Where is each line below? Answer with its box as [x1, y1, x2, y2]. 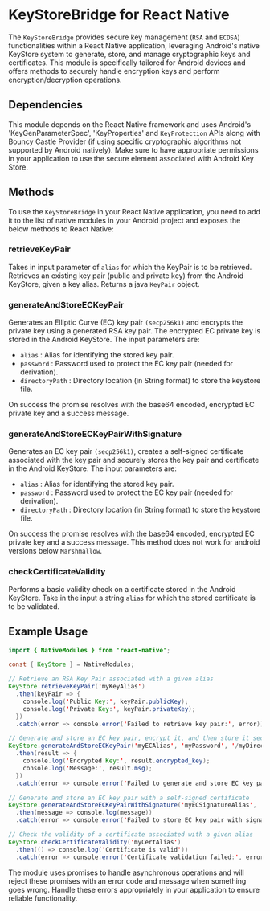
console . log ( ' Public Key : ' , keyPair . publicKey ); [22, 697, 189, 705]
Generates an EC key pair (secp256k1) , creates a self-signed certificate [8, 447, 243, 456]
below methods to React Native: [8, 223, 114, 234]
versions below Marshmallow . [8, 546, 103, 556]
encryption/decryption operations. [8, 75, 122, 84]
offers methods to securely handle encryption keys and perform [8, 66, 220, 76]
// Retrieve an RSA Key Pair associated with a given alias [8, 675, 215, 684]
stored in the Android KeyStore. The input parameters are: [8, 335, 200, 345]
